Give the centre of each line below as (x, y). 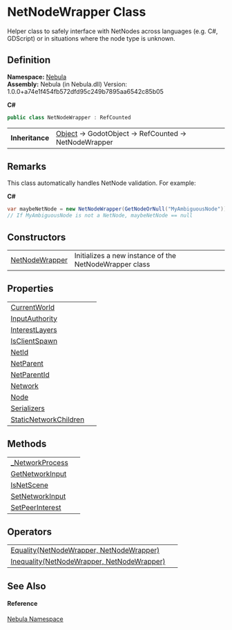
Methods (27, 444)
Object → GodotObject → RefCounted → (122, 133)
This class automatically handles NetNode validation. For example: (102, 183)
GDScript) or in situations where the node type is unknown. (91, 38)
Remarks (27, 167)
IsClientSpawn (34, 341)
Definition (29, 60)
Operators (30, 532)
